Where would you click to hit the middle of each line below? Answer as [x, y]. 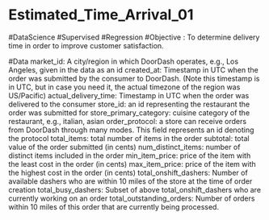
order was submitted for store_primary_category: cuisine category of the [129, 112]
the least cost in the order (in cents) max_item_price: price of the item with [132, 164]
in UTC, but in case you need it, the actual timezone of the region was [124, 87]
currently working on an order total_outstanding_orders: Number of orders [132, 198]
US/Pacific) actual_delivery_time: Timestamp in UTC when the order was [129, 95]
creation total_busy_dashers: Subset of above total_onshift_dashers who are [134, 189]
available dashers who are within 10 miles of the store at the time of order [130, 181]
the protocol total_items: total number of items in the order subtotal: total [129, 138]
